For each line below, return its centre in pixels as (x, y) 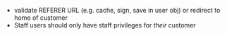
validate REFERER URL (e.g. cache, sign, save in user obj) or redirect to (117, 10)
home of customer (41, 18)
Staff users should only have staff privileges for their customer (105, 25)
